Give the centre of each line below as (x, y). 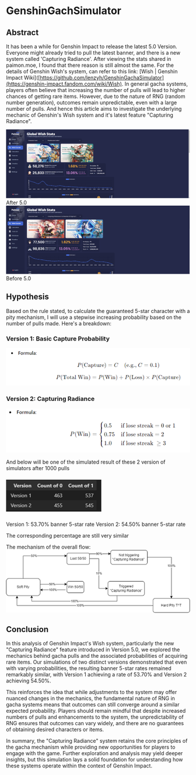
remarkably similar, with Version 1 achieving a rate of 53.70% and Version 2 (97, 675)
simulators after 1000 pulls (38, 468)
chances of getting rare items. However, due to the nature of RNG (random (96, 96)
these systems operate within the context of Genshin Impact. (79, 766)
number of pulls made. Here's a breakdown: (59, 323)
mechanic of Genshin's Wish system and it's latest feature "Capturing (90, 115)
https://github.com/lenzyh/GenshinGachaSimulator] (102, 78)
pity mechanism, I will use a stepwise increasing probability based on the (94, 317)
